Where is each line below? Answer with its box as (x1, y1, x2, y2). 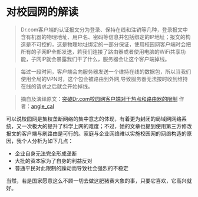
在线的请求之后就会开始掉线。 (20, 83, 93, 90)
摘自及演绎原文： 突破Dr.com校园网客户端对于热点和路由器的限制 (20, 95, 178, 102)
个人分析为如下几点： (21, 137, 74, 145)
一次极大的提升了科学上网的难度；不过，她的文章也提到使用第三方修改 (21, 122, 192, 130)
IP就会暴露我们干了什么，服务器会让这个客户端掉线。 (41, 55, 170, 63)
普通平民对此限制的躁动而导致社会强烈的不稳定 (14, 165, 128, 172)
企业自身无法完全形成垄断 (14, 150, 77, 157)
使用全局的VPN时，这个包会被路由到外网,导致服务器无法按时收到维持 (20, 75, 188, 83)
